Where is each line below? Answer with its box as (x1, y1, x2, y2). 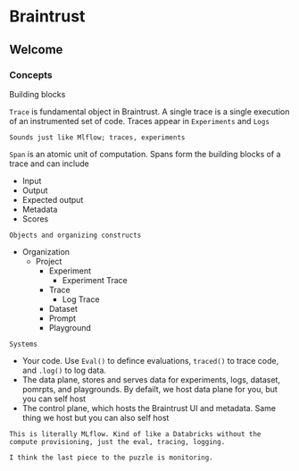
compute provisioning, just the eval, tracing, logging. (9, 437, 226, 446)
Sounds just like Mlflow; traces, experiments (9, 132, 186, 142)
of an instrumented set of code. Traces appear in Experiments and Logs (9, 115, 270, 126)
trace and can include (9, 158, 89, 169)
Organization (21, 246, 70, 257)
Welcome (9, 42, 63, 57)
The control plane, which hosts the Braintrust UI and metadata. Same (21, 402, 277, 413)
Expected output (21, 194, 84, 205)
